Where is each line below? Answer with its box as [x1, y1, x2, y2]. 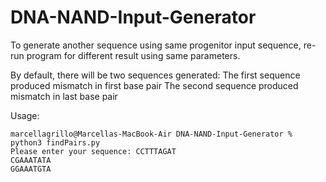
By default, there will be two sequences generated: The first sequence [10, 69, 301, 81]
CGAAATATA [10, 155, 52, 165]
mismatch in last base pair [10, 90, 118, 102]
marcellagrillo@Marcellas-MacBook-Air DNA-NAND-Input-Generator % [10, 129, 293, 139]
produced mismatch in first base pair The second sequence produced [10, 79, 299, 91]
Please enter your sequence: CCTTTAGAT [10, 146, 177, 156]
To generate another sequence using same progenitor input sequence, [10, 39, 302, 51]
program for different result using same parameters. [26, 49, 241, 61]
